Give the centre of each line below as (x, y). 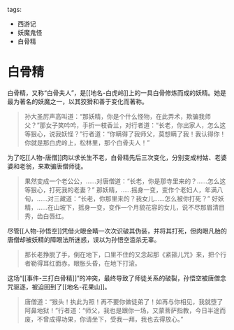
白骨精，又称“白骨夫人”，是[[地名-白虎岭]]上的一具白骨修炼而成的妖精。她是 (117, 92)
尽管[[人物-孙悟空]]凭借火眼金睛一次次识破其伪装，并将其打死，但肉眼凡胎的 (117, 231)
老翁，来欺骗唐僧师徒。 (53, 166)
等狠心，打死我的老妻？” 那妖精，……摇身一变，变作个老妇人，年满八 (124, 189)
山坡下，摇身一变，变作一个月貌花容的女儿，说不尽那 (130, 207)
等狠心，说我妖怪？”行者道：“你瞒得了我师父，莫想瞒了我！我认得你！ (125, 134)
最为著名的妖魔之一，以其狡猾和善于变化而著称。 (78, 101)
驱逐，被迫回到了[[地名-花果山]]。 (62, 287)
